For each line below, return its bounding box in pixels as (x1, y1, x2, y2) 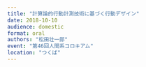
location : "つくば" (7, 50, 61, 57)
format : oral (7, 29, 45, 37)
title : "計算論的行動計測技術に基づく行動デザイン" (7, 10, 140, 17)
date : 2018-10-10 (7, 17, 58, 24)
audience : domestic (7, 23, 64, 30)
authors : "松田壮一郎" (7, 36, 68, 43)
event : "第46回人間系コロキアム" (7, 43, 94, 50)
